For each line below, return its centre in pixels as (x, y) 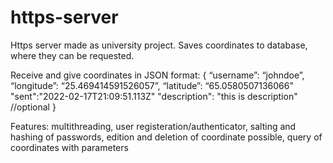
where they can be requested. (72, 55)
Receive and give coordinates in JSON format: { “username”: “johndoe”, (157, 75)
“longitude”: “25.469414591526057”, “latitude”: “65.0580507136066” (152, 85)
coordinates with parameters (69, 147)
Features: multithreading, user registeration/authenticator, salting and (153, 126)
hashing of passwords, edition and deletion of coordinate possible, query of (166, 137)
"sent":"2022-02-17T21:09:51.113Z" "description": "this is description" (154, 96)
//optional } (33, 107)
